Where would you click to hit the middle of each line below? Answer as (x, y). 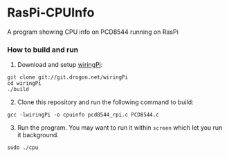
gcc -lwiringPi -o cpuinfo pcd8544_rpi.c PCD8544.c (83, 115)
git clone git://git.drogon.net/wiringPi (68, 77)
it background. (38, 135)
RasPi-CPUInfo (51, 13)
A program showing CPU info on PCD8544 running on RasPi (93, 32)
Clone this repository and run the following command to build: (105, 102)
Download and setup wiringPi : (60, 65)
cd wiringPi (24, 83)
